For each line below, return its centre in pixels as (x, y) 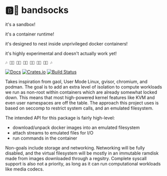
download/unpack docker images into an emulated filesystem (76, 127)
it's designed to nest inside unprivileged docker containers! (66, 43)
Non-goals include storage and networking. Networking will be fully (75, 147)
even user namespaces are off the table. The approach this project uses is (82, 102)
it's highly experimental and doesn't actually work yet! (61, 53)
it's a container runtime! (30, 34)
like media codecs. (25, 169)
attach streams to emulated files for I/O (53, 132)
